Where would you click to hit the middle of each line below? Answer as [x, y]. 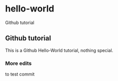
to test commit [20, 74]
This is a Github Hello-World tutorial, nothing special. [59, 50]
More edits [18, 63]
